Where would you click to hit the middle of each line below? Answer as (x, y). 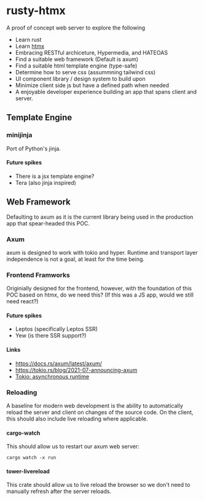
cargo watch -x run (31, 458)
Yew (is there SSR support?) (51, 336)
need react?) (22, 301)
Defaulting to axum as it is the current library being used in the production (100, 217)
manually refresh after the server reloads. (59, 491)
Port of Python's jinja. (34, 149)
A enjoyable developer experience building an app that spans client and (106, 91)
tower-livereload (28, 471)
